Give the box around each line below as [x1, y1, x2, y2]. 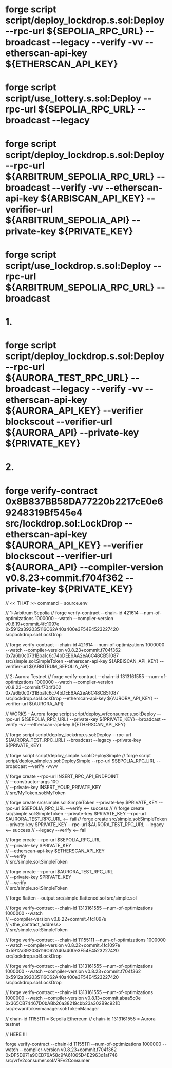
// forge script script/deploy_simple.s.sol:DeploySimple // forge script [5, 753, 151, 759]
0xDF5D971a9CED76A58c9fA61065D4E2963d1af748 [5, 1052, 118, 1058]
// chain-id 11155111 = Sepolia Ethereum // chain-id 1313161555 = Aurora [5, 1016, 156, 1022]
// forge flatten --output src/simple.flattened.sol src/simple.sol [5, 895, 137, 901]
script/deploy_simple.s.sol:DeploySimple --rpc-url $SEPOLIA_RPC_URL [5, 758, 156, 764]
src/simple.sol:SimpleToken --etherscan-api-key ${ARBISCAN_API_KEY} [5, 658, 159, 664]
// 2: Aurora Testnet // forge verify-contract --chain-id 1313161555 [5, 673, 144, 680]
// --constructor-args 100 [5, 779, 59, 785]
